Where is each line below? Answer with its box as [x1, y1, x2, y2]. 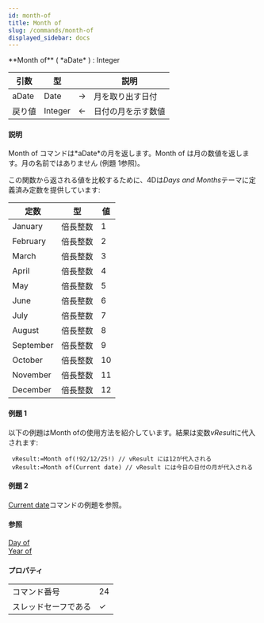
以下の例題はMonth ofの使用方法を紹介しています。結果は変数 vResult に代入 [8, 427, 256, 437]
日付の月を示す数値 [94, 106, 166, 117]
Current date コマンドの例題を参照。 [8, 500, 127, 510]
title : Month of [8, 19, 62, 27]
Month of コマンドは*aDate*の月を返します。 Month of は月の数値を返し [8, 148, 243, 159]
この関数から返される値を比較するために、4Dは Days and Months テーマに [8, 175, 250, 185]
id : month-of [8, 11, 52, 20]
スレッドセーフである [12, 602, 91, 613]
